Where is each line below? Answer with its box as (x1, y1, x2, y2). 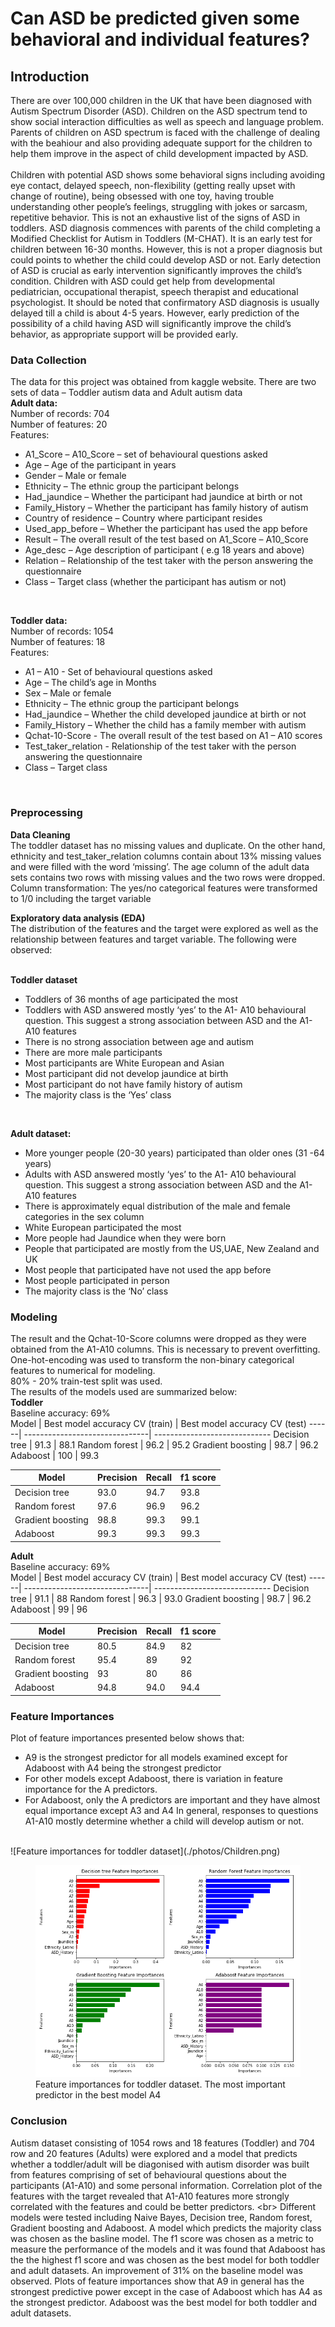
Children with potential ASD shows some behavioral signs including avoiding (10, 169, 326, 181)
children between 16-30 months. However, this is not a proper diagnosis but (10, 243, 323, 255)
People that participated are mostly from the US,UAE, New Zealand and (24, 1242, 320, 1254)
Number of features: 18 (10, 636, 106, 648)
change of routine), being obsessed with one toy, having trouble (10, 190, 275, 202)
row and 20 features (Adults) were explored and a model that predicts (10, 2147, 298, 2159)
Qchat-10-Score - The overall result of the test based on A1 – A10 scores (24, 730, 323, 742)
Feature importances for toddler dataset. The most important (35, 2078, 286, 2091)
